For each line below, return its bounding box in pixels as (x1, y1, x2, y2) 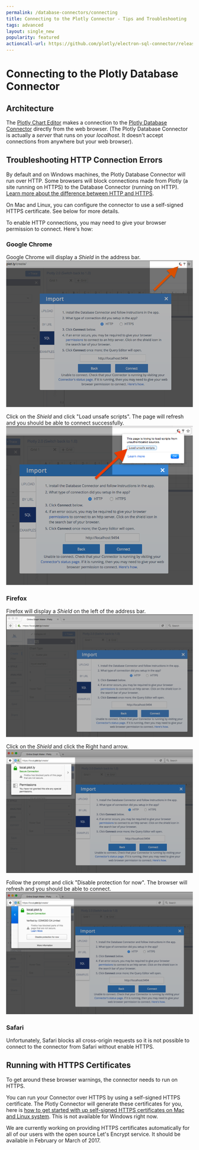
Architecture (6, 103, 54, 113)
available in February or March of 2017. (6, 1136, 101, 1144)
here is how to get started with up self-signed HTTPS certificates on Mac (6, 1106, 185, 1113)
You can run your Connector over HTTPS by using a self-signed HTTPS (6, 1094, 181, 1101)
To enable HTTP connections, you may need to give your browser (6, 219, 167, 226)
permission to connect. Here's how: (6, 225, 94, 232)
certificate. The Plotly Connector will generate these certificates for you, (6, 1100, 182, 1107)
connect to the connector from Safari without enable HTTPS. (6, 1043, 155, 1050)
